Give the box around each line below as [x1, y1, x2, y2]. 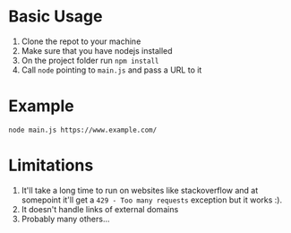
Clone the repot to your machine [21, 36, 141, 47]
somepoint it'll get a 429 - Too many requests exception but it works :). [21, 194, 283, 205]
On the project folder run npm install [21, 55, 159, 65]
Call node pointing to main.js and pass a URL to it [21, 65, 202, 75]
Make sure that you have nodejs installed [21, 45, 173, 56]
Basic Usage [8, 6, 103, 27]
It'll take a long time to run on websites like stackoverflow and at [21, 185, 259, 195]
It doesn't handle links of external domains [21, 203, 179, 214]
